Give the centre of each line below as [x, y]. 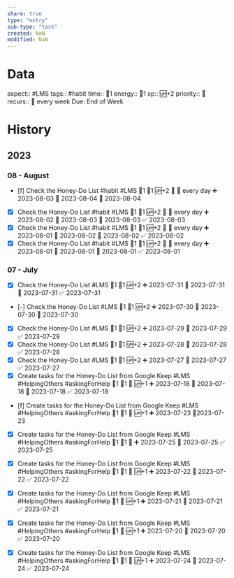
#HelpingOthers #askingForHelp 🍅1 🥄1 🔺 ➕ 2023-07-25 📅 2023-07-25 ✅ [121, 442]
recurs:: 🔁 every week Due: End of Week [65, 101]
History [29, 130]
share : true [24, 14]
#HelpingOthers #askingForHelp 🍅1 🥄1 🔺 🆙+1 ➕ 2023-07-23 [104, 412]
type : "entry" [28, 20]
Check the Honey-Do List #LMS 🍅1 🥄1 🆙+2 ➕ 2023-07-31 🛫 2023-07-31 [121, 285]
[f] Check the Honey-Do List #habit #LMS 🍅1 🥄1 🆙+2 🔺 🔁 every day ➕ [117, 190]
